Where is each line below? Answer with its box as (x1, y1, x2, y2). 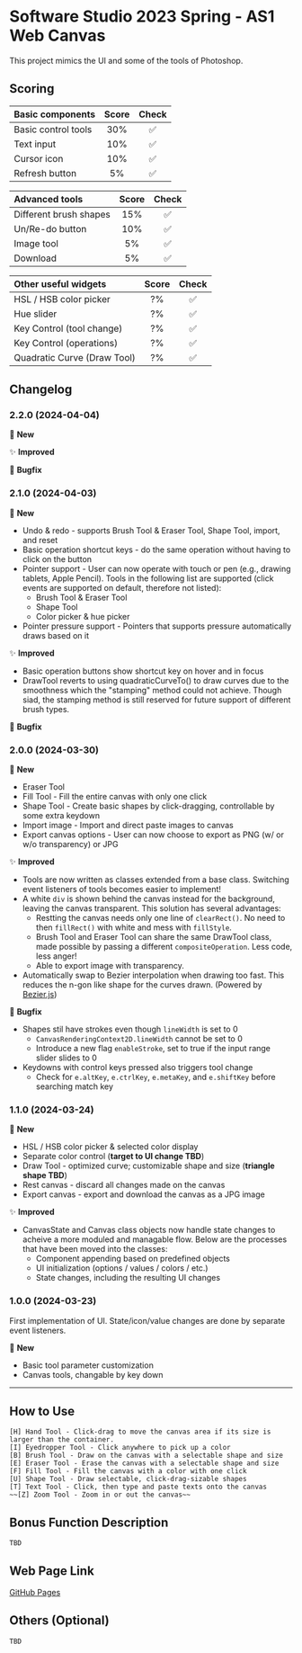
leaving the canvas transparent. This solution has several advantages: (22, 903, 281, 914)
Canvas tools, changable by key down (22, 1369, 164, 1380)
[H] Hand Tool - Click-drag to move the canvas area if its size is (9, 1427, 271, 1436)
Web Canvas (9, 25, 106, 46)
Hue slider (13, 308, 58, 320)
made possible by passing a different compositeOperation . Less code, (35, 942, 293, 952)
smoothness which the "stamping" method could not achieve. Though (22, 684, 282, 695)
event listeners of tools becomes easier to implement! (22, 884, 222, 895)
